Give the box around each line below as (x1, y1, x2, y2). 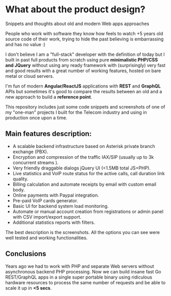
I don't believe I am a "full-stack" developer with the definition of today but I (5, 51, 165, 57)
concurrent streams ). (12, 159, 59, 165)
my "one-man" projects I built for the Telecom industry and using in (5, 109, 147, 115)
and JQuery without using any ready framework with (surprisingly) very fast (5, 62, 166, 68)
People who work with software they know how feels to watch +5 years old (5, 30, 163, 36)
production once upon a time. (5, 114, 67, 121)
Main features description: (5, 130, 92, 138)
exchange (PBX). (12, 149, 48, 155)
